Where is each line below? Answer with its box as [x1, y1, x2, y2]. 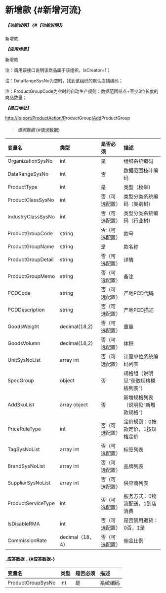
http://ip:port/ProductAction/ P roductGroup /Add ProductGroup [5, 115, 130, 121]
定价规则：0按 [123, 418, 157, 425]
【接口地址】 [5, 105, 31, 111]
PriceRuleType [7, 425, 41, 432]
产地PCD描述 [123, 307, 154, 314]
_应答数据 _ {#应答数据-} [5, 556, 55, 562]
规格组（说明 [123, 370, 154, 377]
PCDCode [7, 290, 31, 297]
